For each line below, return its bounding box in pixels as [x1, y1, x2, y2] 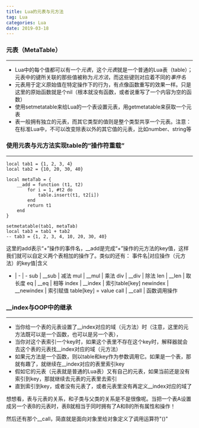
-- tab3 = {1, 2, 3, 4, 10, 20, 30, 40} [6, 234, 108, 239]
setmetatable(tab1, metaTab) [6, 223, 78, 229]
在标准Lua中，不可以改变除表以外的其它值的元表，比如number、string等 [14, 125, 192, 132]
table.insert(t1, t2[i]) [37, 192, 99, 198]
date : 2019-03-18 [6, 25, 49, 31]
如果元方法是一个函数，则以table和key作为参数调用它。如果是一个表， [14, 353, 187, 360]
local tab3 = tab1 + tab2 [6, 228, 70, 234]
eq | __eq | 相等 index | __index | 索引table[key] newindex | [26, 279, 169, 286]
